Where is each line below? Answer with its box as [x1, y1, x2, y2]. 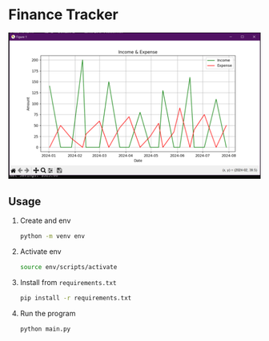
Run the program [19, 308, 76, 318]
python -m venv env [19, 232, 86, 240]
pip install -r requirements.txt [19, 294, 132, 302]
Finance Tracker [8, 6, 118, 24]
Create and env [19, 216, 71, 225]
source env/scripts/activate [19, 263, 118, 271]
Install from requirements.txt [19, 277, 117, 287]
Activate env [19, 246, 62, 256]
